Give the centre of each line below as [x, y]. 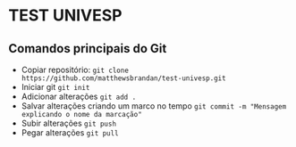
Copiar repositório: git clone [75, 69]
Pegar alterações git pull [70, 133]
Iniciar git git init [55, 87]
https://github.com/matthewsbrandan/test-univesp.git [123, 78]
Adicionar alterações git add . [79, 96]
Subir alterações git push [69, 123]
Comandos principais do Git [88, 49]
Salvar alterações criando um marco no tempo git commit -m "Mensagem [154, 106]
